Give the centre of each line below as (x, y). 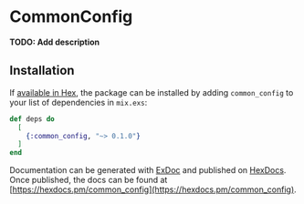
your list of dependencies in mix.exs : (79, 102)
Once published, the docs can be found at (89, 180)
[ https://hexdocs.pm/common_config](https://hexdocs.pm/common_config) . (153, 189)
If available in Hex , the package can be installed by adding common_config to (152, 92)
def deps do (32, 119)
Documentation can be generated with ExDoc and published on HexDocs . (148, 170)
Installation (42, 71)
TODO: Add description (55, 42)
